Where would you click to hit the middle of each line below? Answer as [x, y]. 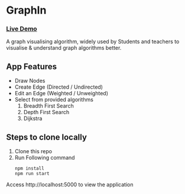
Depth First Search [46, 112]
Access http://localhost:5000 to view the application [70, 185]
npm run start [32, 174]
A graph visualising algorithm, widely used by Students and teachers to [93, 41]
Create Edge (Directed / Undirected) [59, 87]
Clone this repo [33, 151]
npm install [29, 169]
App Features [32, 67]
